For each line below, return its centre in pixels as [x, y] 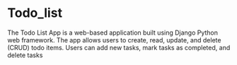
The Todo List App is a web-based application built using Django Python [112, 32]
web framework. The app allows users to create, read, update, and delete [114, 40]
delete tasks [25, 55]
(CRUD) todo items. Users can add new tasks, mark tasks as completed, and [119, 47]
